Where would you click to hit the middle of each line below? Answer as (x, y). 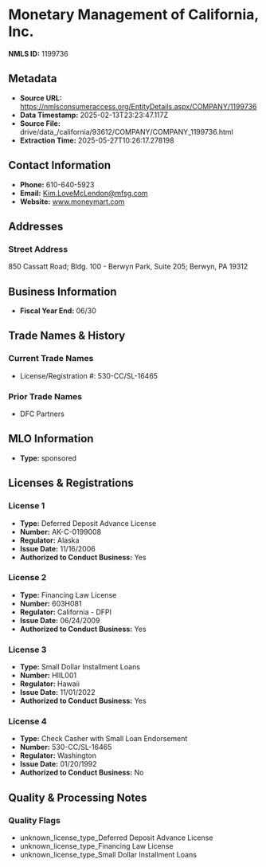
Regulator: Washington (58, 755)
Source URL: (41, 98)
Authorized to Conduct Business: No (82, 773)
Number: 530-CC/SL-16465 (66, 747)
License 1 (27, 506)
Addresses (36, 226)
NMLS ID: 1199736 (39, 53)
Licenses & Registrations (71, 483)
